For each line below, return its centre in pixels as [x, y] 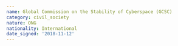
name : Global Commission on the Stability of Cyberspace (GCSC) [89, 12]
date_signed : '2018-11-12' [40, 34]
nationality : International [42, 28]
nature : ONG [21, 23]
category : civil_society [38, 17]
